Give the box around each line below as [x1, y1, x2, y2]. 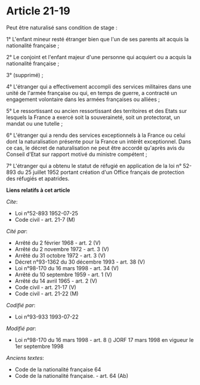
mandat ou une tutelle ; [6, 120, 63, 127]
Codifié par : [6, 301, 36, 308]
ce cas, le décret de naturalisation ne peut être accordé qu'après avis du [6, 144, 185, 151]
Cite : [6, 198, 18, 205]
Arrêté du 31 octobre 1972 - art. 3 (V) [14, 252, 106, 259]
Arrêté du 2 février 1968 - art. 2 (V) [14, 239, 101, 246]
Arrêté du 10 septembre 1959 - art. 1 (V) [14, 271, 112, 278]
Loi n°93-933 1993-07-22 [14, 313, 79, 320]
